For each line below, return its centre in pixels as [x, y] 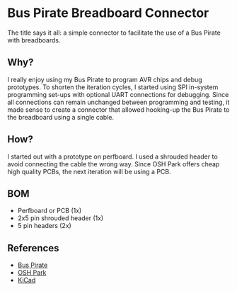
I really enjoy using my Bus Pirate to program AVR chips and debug [105, 79]
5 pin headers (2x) [45, 226]
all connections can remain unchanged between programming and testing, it [118, 102]
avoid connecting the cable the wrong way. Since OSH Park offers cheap [114, 164]
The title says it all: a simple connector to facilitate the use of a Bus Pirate [114, 33]
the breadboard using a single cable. [61, 117]
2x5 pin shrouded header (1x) [60, 218]
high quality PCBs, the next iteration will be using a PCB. [89, 171]
